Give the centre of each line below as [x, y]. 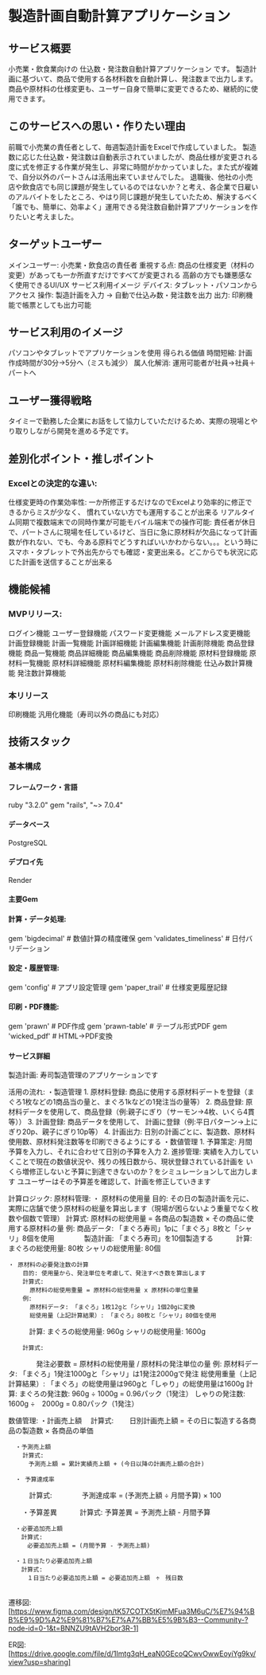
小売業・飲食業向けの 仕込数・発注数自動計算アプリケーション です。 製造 [129, 69]
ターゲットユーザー [55, 244]
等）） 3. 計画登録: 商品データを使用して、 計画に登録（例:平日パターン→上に [133, 1122]
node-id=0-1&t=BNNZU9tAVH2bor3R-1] [73, 1628]
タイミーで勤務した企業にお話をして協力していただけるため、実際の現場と [130, 421]
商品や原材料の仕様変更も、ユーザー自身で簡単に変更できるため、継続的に [130, 89]
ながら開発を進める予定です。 [84, 431]
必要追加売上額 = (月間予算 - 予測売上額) [89, 1546]
